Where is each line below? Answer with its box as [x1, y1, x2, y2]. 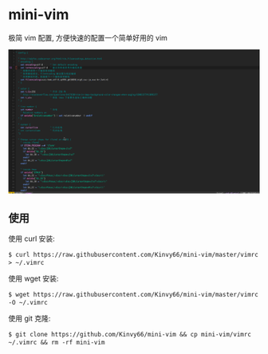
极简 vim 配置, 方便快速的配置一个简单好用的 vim [8, 33, 167, 42]
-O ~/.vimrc [8, 298, 48, 306]
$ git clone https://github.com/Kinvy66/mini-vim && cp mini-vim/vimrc [8, 330, 251, 338]
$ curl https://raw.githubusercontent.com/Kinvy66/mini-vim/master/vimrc [8, 250, 259, 258]
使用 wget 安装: [8, 273, 59, 283]
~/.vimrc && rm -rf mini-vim [8, 338, 105, 346]
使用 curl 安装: [8, 234, 56, 243]
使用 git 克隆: [8, 313, 51, 323]
